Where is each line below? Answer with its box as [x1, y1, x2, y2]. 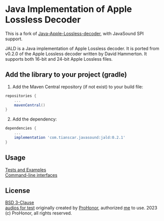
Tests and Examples [5, 167, 46, 173]
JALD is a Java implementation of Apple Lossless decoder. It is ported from [5, 45, 160, 51]
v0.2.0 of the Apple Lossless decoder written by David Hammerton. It [5, 51, 147, 57]
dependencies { [5, 126, 37, 131]
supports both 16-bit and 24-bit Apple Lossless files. [5, 56, 113, 62]
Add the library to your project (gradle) [5, 71, 127, 79]
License [5, 186, 30, 195]
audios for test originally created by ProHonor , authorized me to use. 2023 [5, 205, 158, 211]
